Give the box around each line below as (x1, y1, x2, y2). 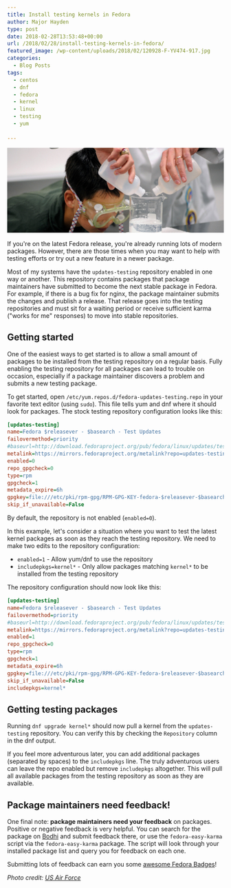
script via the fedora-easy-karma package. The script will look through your (7, 840, 219, 847)
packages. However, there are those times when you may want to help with (7, 247, 220, 255)
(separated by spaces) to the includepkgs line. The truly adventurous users (7, 757, 220, 765)
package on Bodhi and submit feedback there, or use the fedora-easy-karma (7, 832, 223, 840)
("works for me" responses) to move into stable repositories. (7, 311, 179, 320)
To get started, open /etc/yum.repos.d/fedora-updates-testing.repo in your (7, 392, 223, 401)
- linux (13, 105, 36, 113)
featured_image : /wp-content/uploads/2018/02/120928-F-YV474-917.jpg (7, 48, 211, 54)
